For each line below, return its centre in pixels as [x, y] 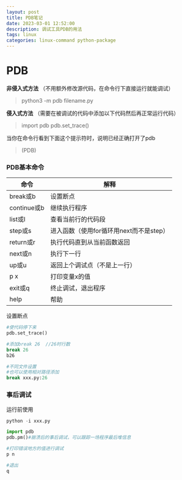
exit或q [20, 288]
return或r [22, 242]
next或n [21, 254]
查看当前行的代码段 [78, 220]
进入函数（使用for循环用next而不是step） [110, 231]
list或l [17, 220]
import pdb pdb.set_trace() [55, 125]
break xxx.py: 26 [27, 378]
